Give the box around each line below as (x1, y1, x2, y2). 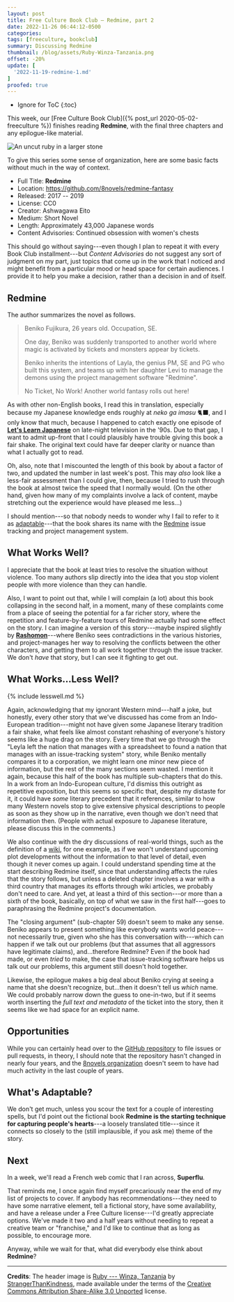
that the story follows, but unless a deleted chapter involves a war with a (7, 875, 215, 883)
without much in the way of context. (7, 163, 111, 172)
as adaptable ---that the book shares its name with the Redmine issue (7, 520, 206, 528)
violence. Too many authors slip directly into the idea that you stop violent (7, 573, 219, 581)
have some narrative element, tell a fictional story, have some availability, (7, 1202, 217, 1210)
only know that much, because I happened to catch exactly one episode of (7, 418, 221, 427)
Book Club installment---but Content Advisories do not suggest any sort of (7, 250, 221, 258)
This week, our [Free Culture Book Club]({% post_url (7, 114, 158, 123)
